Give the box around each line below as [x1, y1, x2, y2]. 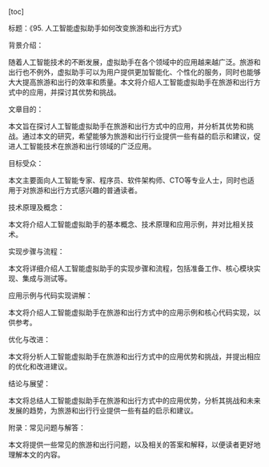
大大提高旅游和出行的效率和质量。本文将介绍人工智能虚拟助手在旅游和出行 [8, 78, 254, 87]
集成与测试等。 [22, 274, 72, 283]
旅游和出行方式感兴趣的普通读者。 [29, 186, 142, 195]
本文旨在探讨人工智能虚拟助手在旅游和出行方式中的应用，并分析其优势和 [8, 122, 247, 131]
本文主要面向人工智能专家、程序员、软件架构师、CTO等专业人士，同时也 [8, 175, 248, 185]
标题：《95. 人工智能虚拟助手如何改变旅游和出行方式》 [8, 23, 186, 33]
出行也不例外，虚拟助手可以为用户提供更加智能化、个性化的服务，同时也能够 [8, 67, 261, 77]
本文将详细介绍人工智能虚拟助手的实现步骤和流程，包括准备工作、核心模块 [8, 264, 254, 273]
